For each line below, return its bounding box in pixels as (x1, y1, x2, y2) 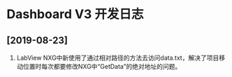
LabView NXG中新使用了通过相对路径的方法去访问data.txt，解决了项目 (16, 53, 219, 62)
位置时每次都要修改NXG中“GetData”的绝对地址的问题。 (22, 62, 182, 70)
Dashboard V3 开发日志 (6, 6, 144, 22)
